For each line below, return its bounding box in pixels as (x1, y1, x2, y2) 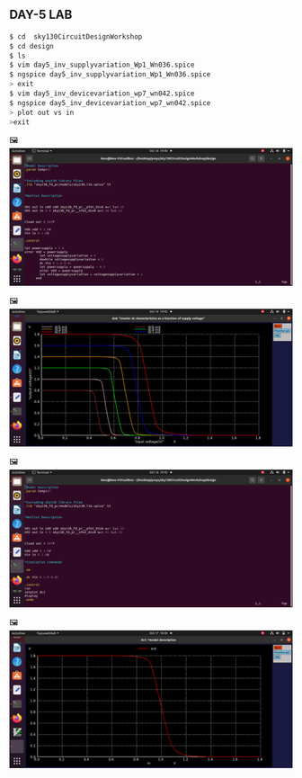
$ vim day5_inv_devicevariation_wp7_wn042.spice (9, 89, 195, 98)
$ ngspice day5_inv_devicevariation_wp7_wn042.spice (9, 98, 211, 107)
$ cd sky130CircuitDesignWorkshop (9, 31, 143, 41)
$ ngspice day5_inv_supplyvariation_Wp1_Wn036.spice (9, 70, 211, 79)
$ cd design (9, 41, 54, 50)
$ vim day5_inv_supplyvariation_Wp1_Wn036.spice (9, 60, 195, 70)
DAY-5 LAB (9, 7, 73, 22)
